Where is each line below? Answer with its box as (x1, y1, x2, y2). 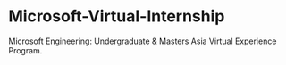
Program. (8, 45, 43, 55)
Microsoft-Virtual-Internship (8, 6, 225, 27)
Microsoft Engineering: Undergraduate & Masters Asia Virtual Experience (8, 36, 277, 46)
